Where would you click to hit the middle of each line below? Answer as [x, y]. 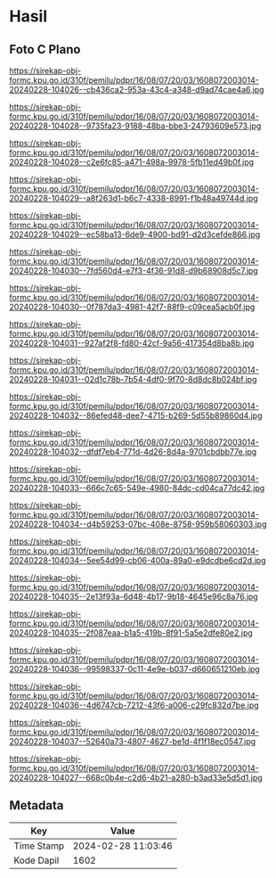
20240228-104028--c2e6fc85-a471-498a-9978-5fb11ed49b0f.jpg [132, 162]
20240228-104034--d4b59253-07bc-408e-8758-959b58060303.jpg [138, 524]
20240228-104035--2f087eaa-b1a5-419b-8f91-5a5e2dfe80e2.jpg [131, 633]
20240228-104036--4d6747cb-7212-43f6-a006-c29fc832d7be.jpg [134, 705]
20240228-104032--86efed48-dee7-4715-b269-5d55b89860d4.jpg [136, 415]
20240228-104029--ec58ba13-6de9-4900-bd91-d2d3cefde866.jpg [135, 234]
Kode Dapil [37, 860]
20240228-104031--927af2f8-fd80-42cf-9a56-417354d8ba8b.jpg [132, 343]
